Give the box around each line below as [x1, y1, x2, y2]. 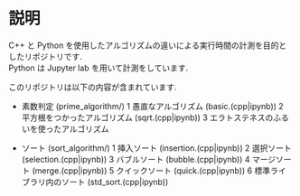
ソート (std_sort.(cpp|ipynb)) [61, 176, 169, 187]
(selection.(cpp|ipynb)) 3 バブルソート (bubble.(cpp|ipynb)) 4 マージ [21, 154, 277, 164]
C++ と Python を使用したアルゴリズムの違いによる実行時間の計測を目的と [8, 40, 287, 51]
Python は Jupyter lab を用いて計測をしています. [8, 62, 189, 73]
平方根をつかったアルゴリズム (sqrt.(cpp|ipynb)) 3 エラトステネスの [21, 112, 274, 123]
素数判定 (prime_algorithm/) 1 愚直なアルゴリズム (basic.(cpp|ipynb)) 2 [21, 100, 284, 111]
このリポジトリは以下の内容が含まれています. [8, 81, 177, 92]
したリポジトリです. [8, 51, 83, 61]
